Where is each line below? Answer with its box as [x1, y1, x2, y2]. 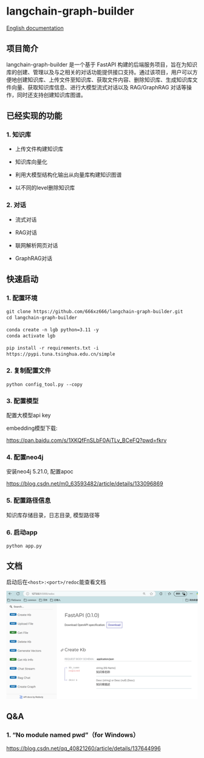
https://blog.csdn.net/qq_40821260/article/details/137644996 [6, 745, 161, 752]
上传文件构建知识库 [15, 145, 64, 153]
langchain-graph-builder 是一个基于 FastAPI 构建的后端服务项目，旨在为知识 [6, 61, 197, 68]
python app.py [6, 543, 42, 549]
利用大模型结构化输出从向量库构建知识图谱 [15, 171, 122, 179]
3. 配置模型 [6, 396, 39, 405]
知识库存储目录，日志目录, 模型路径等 [6, 511, 100, 519]
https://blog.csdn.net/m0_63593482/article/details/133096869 [6, 480, 163, 488]
